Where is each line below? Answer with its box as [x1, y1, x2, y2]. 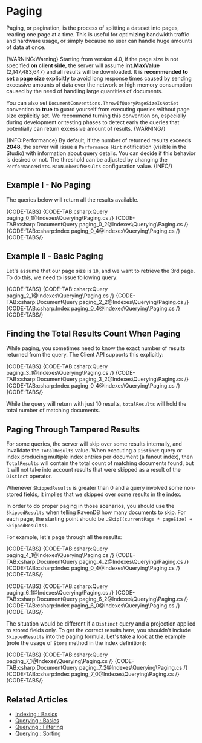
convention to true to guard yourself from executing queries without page [6, 105, 191, 113]
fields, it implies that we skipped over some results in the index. [23, 490, 182, 498]
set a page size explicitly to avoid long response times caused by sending [6, 74, 192, 82]
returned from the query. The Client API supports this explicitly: [6, 351, 164, 358]
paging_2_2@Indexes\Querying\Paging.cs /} [79, 298, 189, 305]
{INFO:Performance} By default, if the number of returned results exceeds [6, 136, 191, 144]
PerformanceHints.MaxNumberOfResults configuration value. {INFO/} [6, 162, 173, 170]
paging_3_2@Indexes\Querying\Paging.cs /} [79, 375, 189, 383]
